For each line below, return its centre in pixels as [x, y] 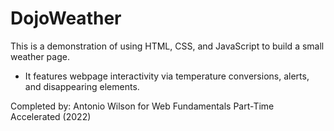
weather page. [40, 56]
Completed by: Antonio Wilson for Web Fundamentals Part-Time [142, 106]
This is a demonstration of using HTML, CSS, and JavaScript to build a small [167, 46]
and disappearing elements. [82, 86]
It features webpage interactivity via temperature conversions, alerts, [167, 76]
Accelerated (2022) [51, 116]
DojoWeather [66, 18]
